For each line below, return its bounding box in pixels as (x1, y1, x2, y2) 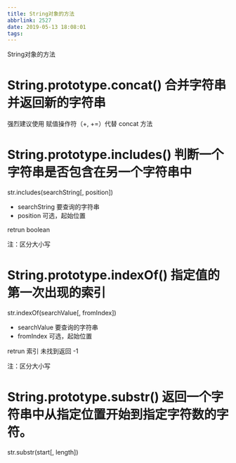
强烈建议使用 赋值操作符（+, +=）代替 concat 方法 (7, 120, 153, 128)
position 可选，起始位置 (17, 212, 86, 220)
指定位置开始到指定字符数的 (56, 407, 217, 423)
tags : (7, 30, 23, 37)
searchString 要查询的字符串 (17, 203, 100, 211)
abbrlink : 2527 (7, 17, 52, 24)
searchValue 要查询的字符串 (17, 323, 98, 331)
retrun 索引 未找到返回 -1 (7, 347, 79, 355)
